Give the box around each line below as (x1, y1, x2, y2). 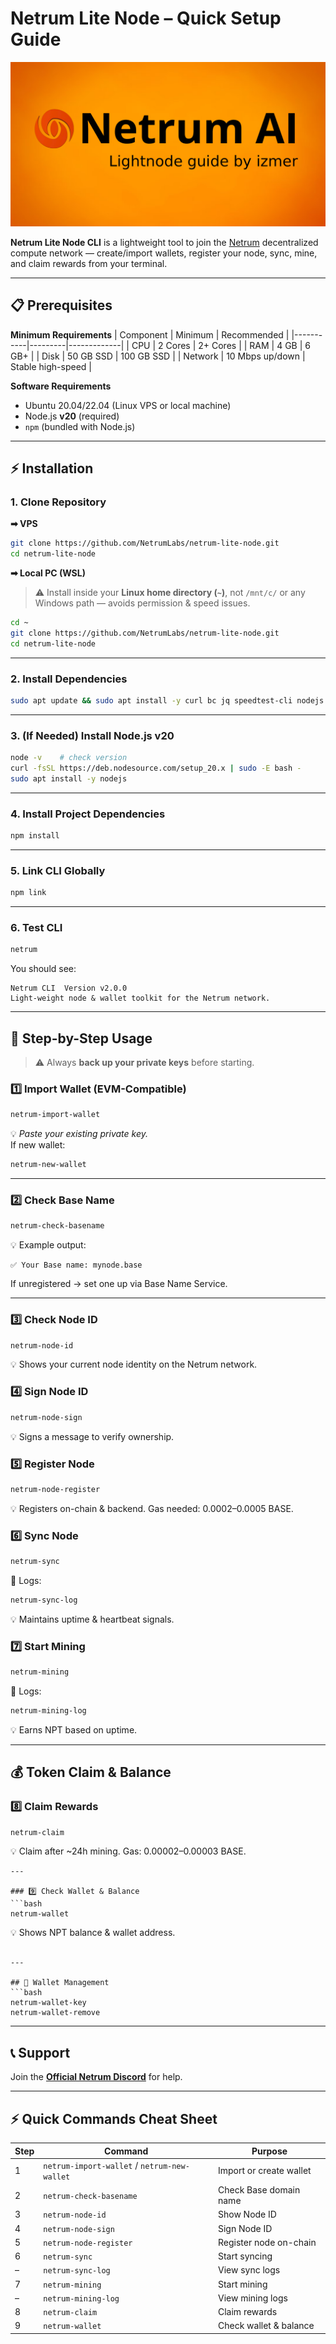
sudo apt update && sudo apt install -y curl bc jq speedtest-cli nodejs (10, 695, 325, 706)
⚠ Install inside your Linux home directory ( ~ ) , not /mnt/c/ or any (34, 587, 306, 599)
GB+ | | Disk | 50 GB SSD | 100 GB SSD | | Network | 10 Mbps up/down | (10, 350, 306, 362)
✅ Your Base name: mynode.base (10, 1260, 143, 1271)
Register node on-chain (217, 2236, 317, 2248)
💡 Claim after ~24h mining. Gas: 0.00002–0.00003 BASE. (10, 1845, 247, 1857)
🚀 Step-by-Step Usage (10, 1030, 153, 1047)
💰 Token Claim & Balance (10, 1764, 172, 1781)
